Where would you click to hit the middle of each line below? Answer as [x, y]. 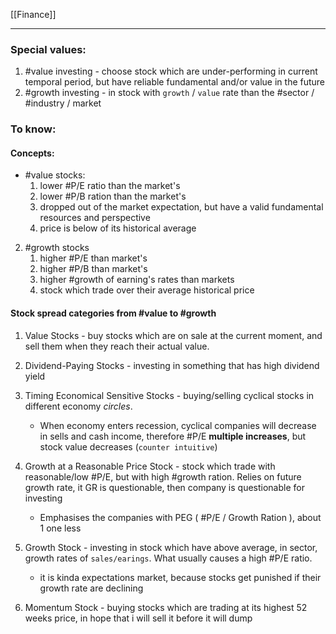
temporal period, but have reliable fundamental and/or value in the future [175, 82]
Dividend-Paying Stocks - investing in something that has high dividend [172, 365]
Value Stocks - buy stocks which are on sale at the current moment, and [173, 335]
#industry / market [63, 103]
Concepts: [32, 153]
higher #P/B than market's [93, 269]
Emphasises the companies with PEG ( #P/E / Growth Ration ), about [180, 517]
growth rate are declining [91, 588]
